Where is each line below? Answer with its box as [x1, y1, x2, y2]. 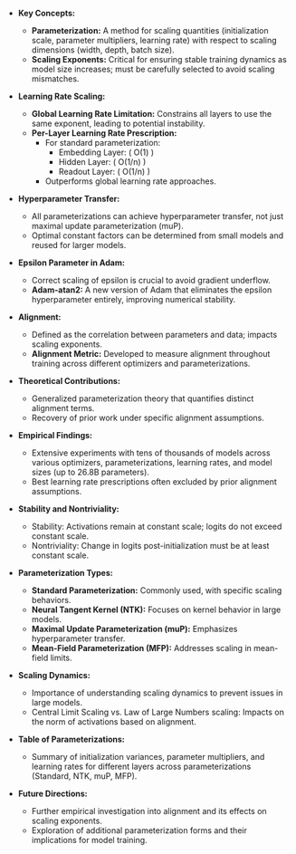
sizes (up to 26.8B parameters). [31, 466, 149, 477]
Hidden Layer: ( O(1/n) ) [58, 157, 147, 167]
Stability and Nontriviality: [17, 504, 119, 514]
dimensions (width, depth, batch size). [31, 44, 175, 55]
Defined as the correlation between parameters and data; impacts [31, 330, 278, 340]
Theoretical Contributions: [17, 376, 120, 386]
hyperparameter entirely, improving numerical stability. [31, 294, 236, 304]
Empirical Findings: [17, 430, 93, 440]
